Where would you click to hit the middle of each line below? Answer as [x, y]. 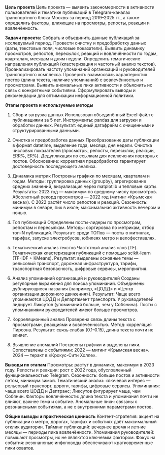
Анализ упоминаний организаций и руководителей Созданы [76, 278]
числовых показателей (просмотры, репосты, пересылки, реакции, [83, 151]
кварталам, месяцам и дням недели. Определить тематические [73, 59]
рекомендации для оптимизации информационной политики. [70, 95]
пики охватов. [20, 448]
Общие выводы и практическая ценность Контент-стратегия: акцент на [82, 416]
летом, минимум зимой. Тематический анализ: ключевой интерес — [78, 381]
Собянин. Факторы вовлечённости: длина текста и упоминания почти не [82, 396]
